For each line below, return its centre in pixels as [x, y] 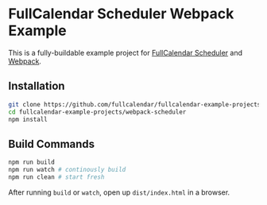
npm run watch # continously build [67, 170]
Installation [37, 86]
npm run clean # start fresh [56, 177]
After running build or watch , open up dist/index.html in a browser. [119, 192]
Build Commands [52, 144]
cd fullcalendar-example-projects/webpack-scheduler [97, 112]
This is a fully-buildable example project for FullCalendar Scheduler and [126, 52]
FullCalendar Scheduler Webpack [121, 14]
